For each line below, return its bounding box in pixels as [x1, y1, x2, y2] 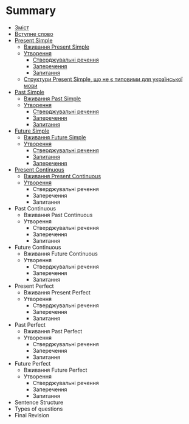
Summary [5, 4, 56, 18]
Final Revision [14, 411, 50, 419]
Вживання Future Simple [23, 133, 86, 141]
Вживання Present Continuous [23, 172, 101, 179]
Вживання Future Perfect [23, 366, 88, 374]
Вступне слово [14, 30, 53, 37]
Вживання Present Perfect [23, 288, 91, 296]
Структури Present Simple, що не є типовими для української [23, 75, 183, 83]
